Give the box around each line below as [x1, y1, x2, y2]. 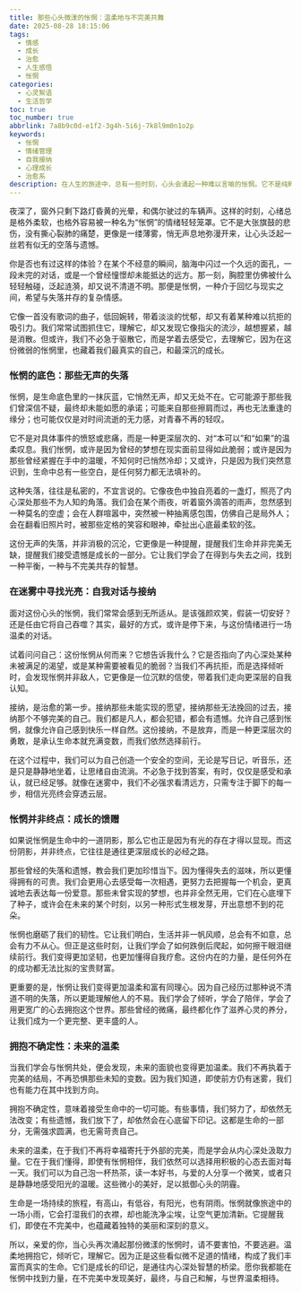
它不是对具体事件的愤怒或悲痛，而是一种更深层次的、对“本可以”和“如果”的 [9, 432, 282, 444]
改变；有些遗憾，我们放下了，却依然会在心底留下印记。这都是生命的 [16, 1114, 269, 1126]
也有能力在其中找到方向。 [9, 1085, 104, 1096]
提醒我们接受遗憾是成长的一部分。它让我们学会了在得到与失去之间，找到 [24, 549, 292, 561]
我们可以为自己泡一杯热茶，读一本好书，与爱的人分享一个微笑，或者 [32, 1167, 284, 1178]
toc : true [9, 105, 47, 114]
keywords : [9, 130, 47, 139]
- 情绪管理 [17, 146, 53, 155]
